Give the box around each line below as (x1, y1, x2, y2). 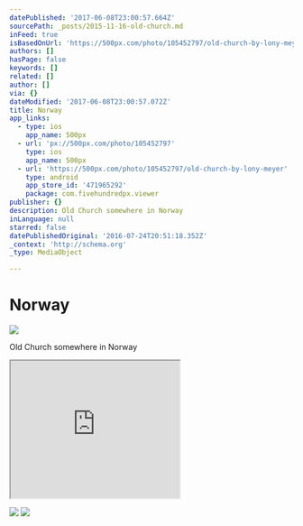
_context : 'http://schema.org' (9, 240, 127, 249)
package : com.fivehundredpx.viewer (25, 189, 160, 198)
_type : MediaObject (9, 248, 83, 257)
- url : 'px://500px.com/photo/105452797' (17, 139, 176, 148)
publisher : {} (9, 198, 63, 208)
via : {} (9, 88, 39, 97)
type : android (25, 172, 78, 181)
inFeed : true (9, 30, 59, 39)
